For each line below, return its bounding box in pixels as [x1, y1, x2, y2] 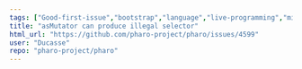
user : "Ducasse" [9, 38, 70, 47]
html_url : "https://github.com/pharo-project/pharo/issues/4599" [9, 30, 259, 39]
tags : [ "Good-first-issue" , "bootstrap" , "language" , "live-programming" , [9, 13, 283, 22]
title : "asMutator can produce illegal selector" [9, 22, 200, 30]
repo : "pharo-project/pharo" [9, 47, 119, 56]
